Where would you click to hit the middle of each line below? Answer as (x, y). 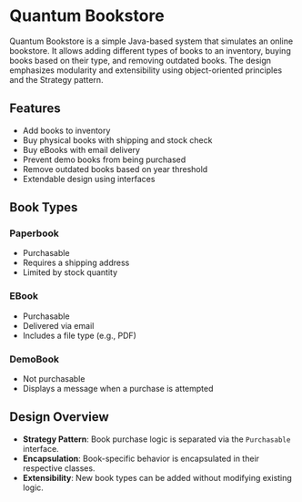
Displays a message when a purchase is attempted (118, 389)
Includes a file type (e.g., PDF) (79, 335)
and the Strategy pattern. (56, 79)
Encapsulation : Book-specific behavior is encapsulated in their (141, 458)
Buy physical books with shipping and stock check (117, 140)
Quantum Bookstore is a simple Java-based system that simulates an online (151, 41)
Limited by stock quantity (70, 272)
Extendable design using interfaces (89, 179)
